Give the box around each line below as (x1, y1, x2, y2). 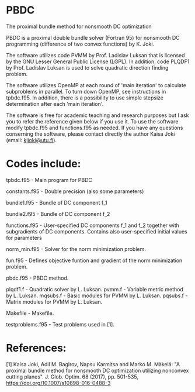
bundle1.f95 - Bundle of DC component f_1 (6, 199, 107, 206)
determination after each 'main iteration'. (6, 100, 104, 107)
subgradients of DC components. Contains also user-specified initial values (6, 228, 188, 235)
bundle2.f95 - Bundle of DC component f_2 (6, 210, 110, 217)
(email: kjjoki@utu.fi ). (6, 136, 57, 143)
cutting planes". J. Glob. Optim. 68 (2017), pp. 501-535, (6, 373, 139, 380)
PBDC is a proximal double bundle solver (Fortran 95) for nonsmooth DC (6, 34, 180, 41)
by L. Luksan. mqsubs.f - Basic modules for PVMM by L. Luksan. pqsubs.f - (6, 292, 188, 299)
